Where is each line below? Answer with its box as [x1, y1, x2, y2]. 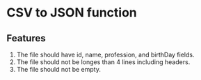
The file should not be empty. [16, 66, 102, 73]
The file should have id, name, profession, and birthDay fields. [16, 50, 195, 59]
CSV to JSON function [6, 5, 137, 21]
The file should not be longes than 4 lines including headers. [16, 58, 191, 66]
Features [6, 32, 46, 44]
